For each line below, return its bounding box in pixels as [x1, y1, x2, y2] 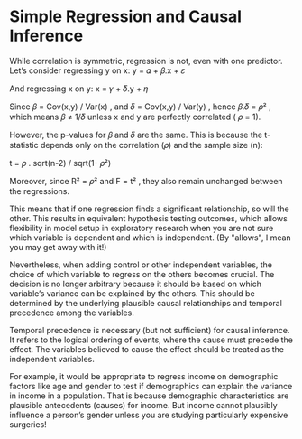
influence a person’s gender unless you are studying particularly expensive [9, 409, 288, 420]
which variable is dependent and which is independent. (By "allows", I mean [9, 232, 291, 243]
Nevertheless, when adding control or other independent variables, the [9, 259, 273, 270]
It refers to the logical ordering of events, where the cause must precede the [9, 334, 293, 345]
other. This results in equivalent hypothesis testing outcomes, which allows [9, 212, 288, 223]
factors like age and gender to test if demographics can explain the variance [9, 380, 293, 391]
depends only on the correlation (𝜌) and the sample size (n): [40, 139, 263, 150]
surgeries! [9, 418, 47, 430]
